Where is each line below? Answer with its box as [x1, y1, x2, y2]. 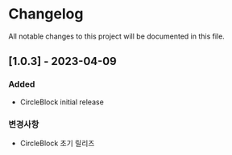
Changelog [8, 5, 84, 23]
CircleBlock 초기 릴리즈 [19, 138, 95, 148]
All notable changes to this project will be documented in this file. [8, 31, 226, 41]
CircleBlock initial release [19, 97, 105, 107]
